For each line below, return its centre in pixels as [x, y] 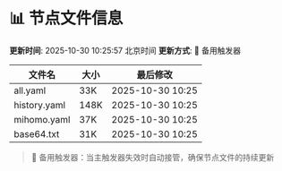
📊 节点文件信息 [66, 18]
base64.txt [37, 133]
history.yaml [39, 105]
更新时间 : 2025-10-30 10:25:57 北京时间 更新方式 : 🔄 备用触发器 [125, 50]
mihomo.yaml [42, 119]
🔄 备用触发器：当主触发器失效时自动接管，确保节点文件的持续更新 [153, 157]
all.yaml [30, 90]
